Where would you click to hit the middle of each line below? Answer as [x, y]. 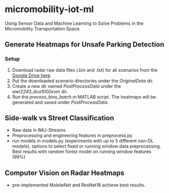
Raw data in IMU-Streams [39, 130]
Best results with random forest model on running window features [81, 152]
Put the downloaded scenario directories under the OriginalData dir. [83, 81]
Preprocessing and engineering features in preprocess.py [72, 135]
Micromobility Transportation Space [42, 28]
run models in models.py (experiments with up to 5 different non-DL [83, 141]
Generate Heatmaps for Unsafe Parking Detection [85, 45]
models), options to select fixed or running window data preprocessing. [87, 146]
